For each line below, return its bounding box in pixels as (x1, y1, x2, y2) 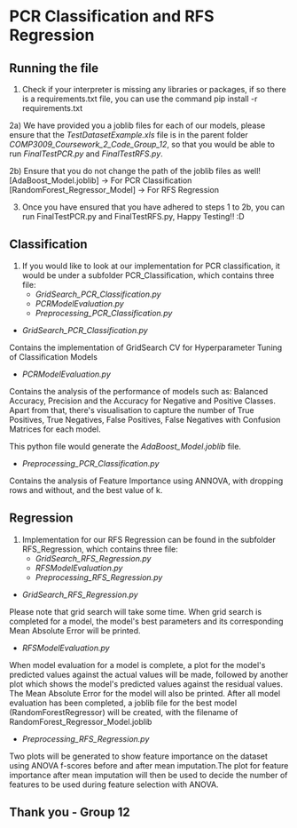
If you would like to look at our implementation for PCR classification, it (21, 260, 281, 271)
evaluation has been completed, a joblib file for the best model (9, 697, 238, 708)
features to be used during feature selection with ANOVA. (9, 779, 219, 790)
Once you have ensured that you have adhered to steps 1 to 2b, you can (21, 202, 285, 212)
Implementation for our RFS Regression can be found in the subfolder (21, 534, 277, 545)
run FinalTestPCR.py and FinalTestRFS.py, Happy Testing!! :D (21, 211, 246, 221)
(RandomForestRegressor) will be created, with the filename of (9, 706, 238, 717)
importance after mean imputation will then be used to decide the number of (9, 769, 288, 780)
